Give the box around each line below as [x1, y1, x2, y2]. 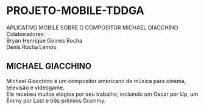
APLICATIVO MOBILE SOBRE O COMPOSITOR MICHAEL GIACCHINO [6, 24, 178, 31]
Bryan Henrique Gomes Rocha [6, 37, 83, 44]
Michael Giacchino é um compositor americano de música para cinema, [6, 77, 186, 84]
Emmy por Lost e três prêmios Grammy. [6, 97, 106, 104]
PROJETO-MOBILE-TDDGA [6, 4, 144, 18]
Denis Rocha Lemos [6, 43, 57, 51]
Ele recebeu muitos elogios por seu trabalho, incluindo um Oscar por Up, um [6, 90, 199, 98]
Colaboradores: [6, 30, 46, 37]
